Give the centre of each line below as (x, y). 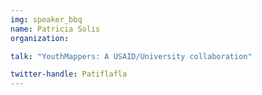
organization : (40, 38)
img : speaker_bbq (46, 19)
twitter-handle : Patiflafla (69, 74)
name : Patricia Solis (55, 29)
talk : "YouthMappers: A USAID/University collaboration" (131, 56)
